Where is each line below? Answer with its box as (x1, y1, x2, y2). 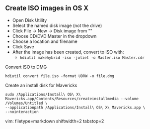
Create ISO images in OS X (5, 4, 88, 12)
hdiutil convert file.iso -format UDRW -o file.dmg (5, 73, 114, 79)
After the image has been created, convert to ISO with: (12, 49, 124, 55)
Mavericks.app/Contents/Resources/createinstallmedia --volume (5, 96, 139, 101)
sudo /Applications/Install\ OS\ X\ (5, 92, 81, 97)
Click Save (12, 43, 34, 49)
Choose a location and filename (12, 38, 78, 44)
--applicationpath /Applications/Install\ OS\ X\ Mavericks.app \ (5, 105, 146, 110)
